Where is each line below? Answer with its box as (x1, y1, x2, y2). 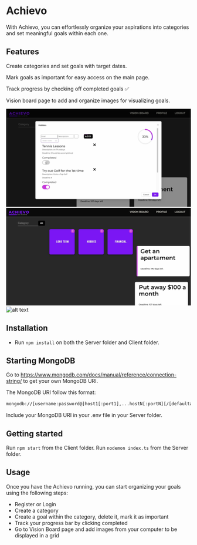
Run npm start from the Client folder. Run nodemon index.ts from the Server (6, 445, 189, 452)
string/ (6, 378, 22, 385)
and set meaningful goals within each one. (6, 29, 108, 36)
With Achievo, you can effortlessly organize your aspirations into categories (6, 23, 189, 31)
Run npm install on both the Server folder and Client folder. (14, 339, 159, 346)
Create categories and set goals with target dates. (6, 62, 127, 69)
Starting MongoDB (6, 355, 76, 365)
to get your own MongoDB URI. (23, 378, 98, 385)
